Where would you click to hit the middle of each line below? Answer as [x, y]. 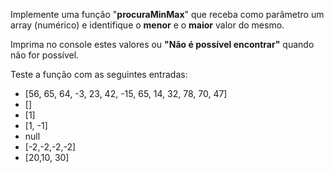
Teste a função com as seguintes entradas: [99, 74]
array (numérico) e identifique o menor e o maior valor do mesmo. [147, 25]
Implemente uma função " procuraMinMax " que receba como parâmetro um [167, 14]
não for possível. [45, 55]
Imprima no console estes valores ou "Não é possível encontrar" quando [162, 44]
